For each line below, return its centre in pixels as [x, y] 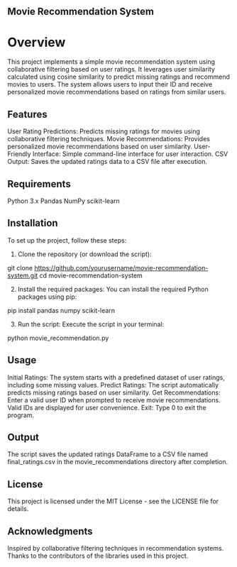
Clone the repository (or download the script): [84, 254]
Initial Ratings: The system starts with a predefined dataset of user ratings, [116, 377]
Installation [33, 223]
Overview [37, 42]
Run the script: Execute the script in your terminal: [91, 324]
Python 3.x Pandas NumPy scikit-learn [64, 201]
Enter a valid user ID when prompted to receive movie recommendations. [114, 400]
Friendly [19, 154]
